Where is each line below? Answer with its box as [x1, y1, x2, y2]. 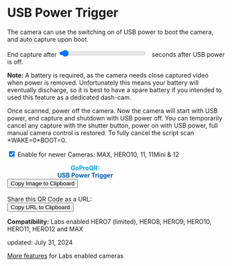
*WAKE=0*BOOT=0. [7, 136, 67, 144]
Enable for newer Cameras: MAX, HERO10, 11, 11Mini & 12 [17, 150, 179, 159]
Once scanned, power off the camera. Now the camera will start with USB [7, 106, 218, 115]
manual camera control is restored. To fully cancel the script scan [7, 128, 195, 136]
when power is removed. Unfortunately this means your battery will [7, 78, 199, 87]
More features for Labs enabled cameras [7, 251, 124, 260]
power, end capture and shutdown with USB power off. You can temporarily [7, 114, 223, 122]
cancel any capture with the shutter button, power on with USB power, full [7, 121, 218, 130]
